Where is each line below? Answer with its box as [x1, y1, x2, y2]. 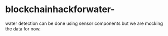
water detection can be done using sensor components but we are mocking [5, 20, 163, 26]
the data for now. [5, 25, 41, 31]
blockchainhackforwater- [5, 4, 115, 15]
